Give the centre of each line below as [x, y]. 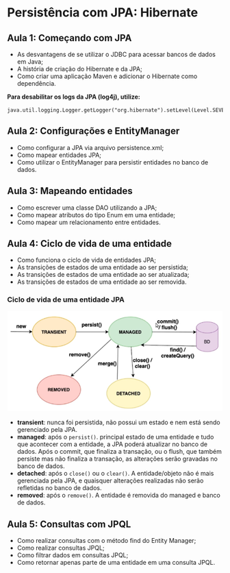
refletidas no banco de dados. [59, 488]
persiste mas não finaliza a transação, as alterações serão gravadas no [117, 459]
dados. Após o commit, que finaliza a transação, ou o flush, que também [119, 452]
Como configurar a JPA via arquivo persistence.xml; [90, 147]
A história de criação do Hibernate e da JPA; [79, 69]
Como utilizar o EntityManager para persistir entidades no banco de [113, 162]
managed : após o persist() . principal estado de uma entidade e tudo [115, 437]
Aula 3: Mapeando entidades [70, 191]
